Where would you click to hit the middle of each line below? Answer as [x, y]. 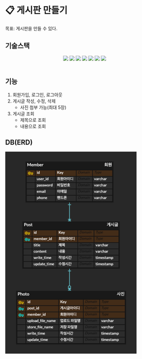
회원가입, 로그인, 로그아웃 [38, 94]
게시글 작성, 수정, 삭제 [34, 101]
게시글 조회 [23, 114]
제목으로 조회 [33, 120]
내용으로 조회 [33, 126]
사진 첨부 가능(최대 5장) [43, 107]
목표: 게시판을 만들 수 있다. [31, 28]
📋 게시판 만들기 [37, 10]
